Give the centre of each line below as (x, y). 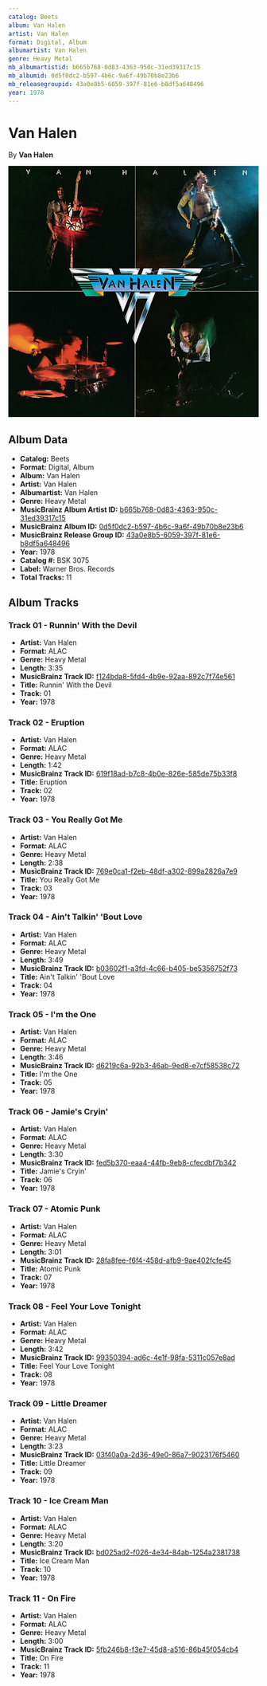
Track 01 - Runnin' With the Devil (73, 625)
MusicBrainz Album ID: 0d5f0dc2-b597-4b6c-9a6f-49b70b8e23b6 (132, 527)
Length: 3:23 (41, 1446)
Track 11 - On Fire (42, 1598)
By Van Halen (31, 155)
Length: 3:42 (41, 1349)
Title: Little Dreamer (52, 1464)
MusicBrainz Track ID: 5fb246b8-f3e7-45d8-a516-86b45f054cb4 (129, 1649)
